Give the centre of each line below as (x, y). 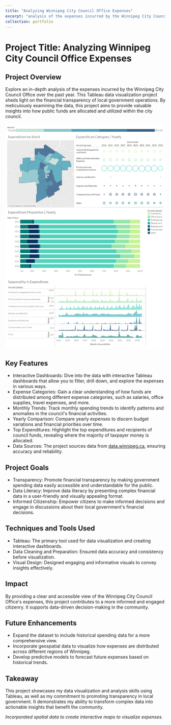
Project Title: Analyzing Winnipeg (78, 47)
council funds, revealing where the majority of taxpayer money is (81, 435)
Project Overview (33, 77)
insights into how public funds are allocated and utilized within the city (79, 111)
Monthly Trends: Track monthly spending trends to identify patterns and (88, 408)
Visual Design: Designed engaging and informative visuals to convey (84, 562)
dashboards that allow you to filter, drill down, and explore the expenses (88, 381)
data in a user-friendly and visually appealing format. (68, 496)
